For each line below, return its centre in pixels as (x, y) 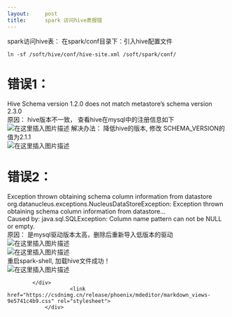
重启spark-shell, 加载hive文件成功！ (59, 261)
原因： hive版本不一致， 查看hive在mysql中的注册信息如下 (91, 120)
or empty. (21, 226)
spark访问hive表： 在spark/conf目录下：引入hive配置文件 (90, 41)
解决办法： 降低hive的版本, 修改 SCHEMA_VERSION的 (148, 128)
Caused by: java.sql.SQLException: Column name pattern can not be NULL (115, 219)
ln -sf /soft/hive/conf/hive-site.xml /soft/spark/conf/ (92, 54)
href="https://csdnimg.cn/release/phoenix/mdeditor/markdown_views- (109, 295)
